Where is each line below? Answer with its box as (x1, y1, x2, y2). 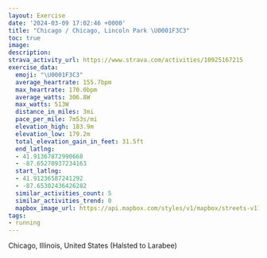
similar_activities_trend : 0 (15, 197, 112, 205)
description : (8, 49, 52, 57)
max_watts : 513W (15, 100, 69, 108)
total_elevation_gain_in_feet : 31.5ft (15, 137, 145, 146)
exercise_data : (8, 64, 59, 72)
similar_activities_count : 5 (15, 189, 112, 197)
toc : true (8, 33, 41, 42)
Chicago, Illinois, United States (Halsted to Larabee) (8, 240, 177, 251)
